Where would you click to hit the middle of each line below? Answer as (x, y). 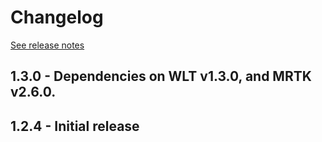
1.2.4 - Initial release (75, 126)
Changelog (57, 17)
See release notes (47, 45)
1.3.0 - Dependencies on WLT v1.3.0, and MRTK (161, 76)
